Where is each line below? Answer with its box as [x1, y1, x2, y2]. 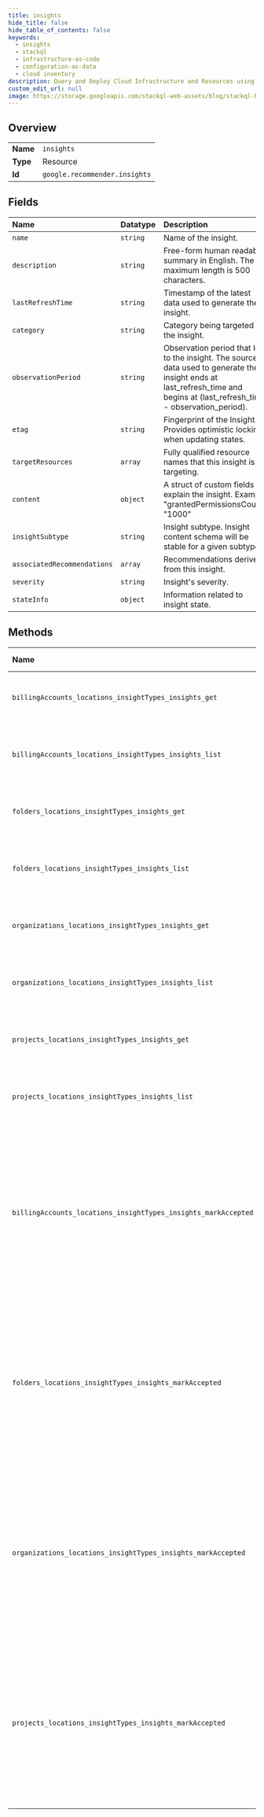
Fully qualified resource [163, 446, 250, 457]
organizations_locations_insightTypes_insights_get [12, 921, 210, 930]
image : [8, 92, 30, 100]
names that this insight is [163, 456, 255, 467]
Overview [8, 121, 57, 135]
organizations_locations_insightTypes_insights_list [12, 978, 214, 987]
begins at [163, 391, 198, 402]
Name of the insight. [163, 232, 238, 243]
